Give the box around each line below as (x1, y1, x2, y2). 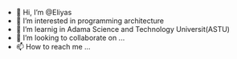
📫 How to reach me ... (15, 42, 91, 51)
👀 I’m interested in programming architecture (15, 16, 165, 26)
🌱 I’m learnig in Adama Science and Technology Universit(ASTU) (15, 25, 231, 33)
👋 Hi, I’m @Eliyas (15, 8, 72, 17)
